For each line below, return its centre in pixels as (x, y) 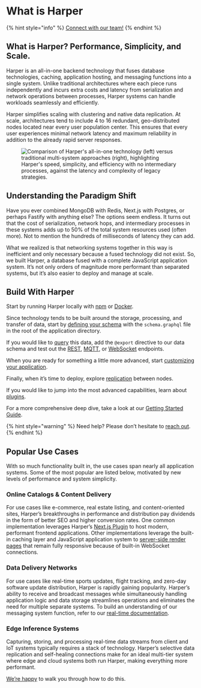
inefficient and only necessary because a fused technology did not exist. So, (101, 254)
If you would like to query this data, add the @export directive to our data (95, 342)
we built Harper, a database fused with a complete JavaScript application (97, 260)
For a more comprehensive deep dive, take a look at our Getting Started (95, 408)
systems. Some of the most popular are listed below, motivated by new (94, 473)
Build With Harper (40, 292)
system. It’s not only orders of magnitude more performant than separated (98, 266)
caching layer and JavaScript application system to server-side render (99, 539)
